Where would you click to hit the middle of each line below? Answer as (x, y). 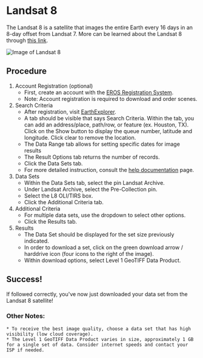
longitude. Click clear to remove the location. (80, 137)
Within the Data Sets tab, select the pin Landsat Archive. (94, 182)
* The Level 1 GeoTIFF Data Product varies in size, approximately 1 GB (100, 339)
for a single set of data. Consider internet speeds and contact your (97, 345)
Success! (24, 279)
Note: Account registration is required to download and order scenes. (111, 98)
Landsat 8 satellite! (30, 300)
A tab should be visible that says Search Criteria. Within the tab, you (109, 118)
